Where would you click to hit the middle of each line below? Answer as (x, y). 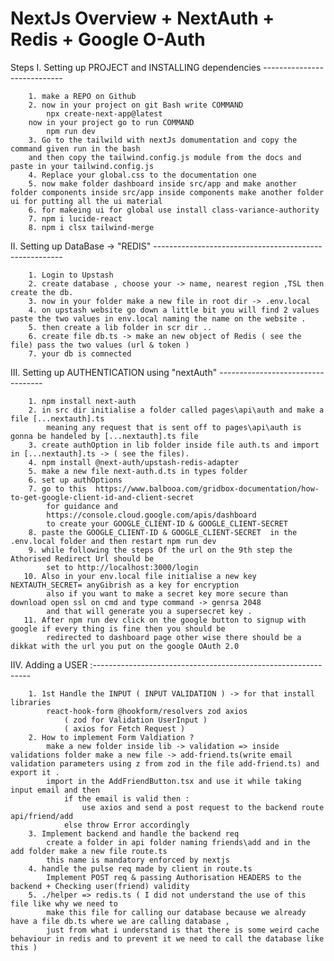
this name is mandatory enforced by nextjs (138, 860)
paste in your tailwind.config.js (82, 166)
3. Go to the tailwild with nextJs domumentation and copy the (163, 140)
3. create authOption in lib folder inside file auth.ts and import (174, 445)
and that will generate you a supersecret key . (149, 611)
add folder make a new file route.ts (89, 851)
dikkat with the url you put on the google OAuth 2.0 (125, 646)
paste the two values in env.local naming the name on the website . (158, 318)
